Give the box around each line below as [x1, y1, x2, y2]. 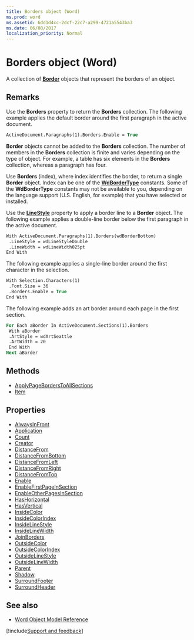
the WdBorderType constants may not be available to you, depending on [6, 185, 183, 192]
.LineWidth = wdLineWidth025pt [8, 244, 85, 250]
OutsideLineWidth [14, 558, 58, 565]
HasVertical [14, 502, 43, 509]
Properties [6, 405, 46, 415]
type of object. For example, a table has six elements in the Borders [6, 155, 170, 162]
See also [6, 601, 38, 611]
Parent [14, 565, 31, 572]
